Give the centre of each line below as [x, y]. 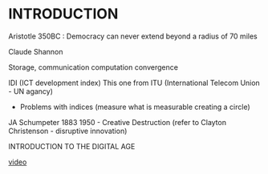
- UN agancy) [31, 91]
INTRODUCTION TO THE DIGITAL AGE [72, 146]
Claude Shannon [36, 51]
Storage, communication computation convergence [93, 67]
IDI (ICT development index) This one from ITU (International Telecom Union [134, 83]
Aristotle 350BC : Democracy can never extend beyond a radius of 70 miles [133, 36]
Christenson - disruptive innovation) [68, 131]
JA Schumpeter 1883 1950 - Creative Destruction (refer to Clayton [118, 122]
